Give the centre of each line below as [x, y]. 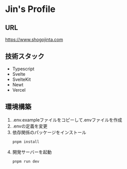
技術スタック [25, 57]
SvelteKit [22, 79]
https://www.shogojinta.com [34, 39]
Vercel [19, 90]
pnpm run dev [26, 161]
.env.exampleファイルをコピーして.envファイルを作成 [67, 120]
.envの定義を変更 [30, 126]
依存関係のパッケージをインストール [49, 132]
